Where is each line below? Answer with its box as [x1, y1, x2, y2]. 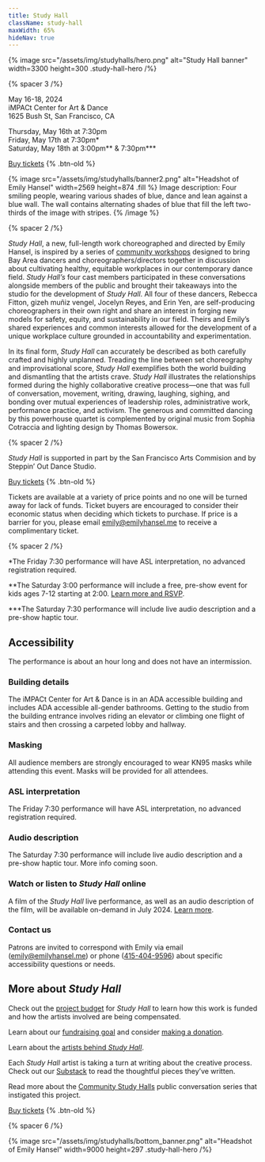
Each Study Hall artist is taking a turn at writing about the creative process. [8, 1057, 253, 1067]
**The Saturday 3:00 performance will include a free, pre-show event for [8, 580, 248, 591]
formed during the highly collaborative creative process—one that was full [8, 380, 251, 390]
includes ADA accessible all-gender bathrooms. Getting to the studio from [8, 703, 249, 713]
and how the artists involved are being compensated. [8, 1011, 182, 1021]
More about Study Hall [8, 982, 121, 996]
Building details [8, 676, 70, 687]
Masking [8, 740, 43, 751]
